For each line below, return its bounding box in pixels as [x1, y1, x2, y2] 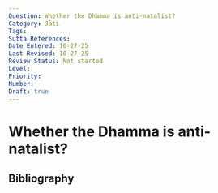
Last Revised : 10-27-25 [8, 49, 89, 58]
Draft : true [8, 87, 49, 96]
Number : [8, 79, 35, 88]
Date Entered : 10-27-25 [8, 42, 89, 50]
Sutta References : [8, 34, 71, 43]
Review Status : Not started [8, 58, 104, 66]
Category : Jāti [8, 19, 60, 28]
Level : [8, 65, 31, 73]
